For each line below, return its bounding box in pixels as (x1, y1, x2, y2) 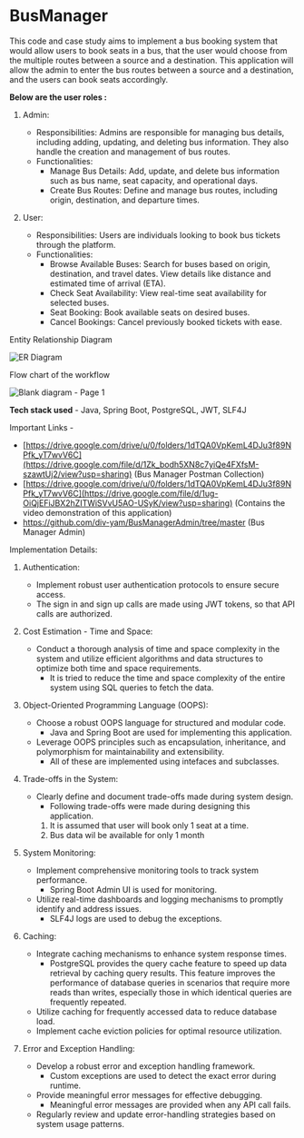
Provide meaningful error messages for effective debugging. (35, 1089, 263, 1100)
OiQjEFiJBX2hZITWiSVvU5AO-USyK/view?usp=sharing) (22, 497, 233, 509)
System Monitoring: (22, 846, 97, 858)
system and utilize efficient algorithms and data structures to (35, 653, 263, 664)
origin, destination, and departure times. (49, 194, 200, 205)
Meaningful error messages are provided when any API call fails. (49, 1099, 292, 1110)
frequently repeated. (49, 996, 127, 1007)
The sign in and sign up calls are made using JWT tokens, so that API (35, 599, 296, 609)
